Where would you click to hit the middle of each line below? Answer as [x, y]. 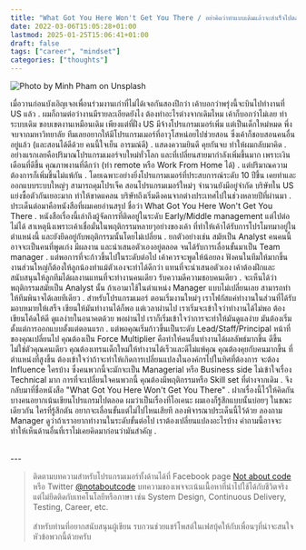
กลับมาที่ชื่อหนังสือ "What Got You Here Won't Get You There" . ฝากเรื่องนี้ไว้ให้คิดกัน [153, 390]
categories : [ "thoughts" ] [59, 60]
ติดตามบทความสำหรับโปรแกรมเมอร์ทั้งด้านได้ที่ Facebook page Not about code [162, 476]
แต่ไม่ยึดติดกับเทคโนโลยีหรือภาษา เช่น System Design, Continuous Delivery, [159, 497]
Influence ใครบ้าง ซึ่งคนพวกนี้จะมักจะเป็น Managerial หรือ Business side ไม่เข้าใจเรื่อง [151, 370]
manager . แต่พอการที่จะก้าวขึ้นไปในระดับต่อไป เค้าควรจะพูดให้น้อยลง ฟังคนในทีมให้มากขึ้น [149, 257]
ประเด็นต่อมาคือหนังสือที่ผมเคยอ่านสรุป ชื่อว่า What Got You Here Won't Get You [142, 206]
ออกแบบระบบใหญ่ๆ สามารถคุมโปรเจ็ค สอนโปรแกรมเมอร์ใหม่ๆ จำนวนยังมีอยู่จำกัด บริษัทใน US [152, 185]
